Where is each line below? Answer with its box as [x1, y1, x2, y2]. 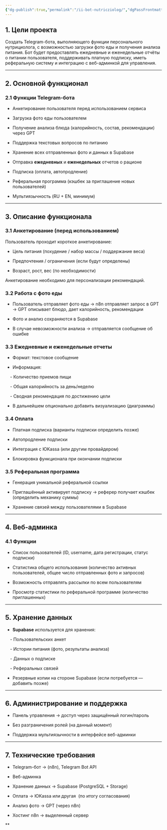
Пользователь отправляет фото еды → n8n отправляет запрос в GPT [12, 301, 159, 307]
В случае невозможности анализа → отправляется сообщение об [12, 326, 153, 332]
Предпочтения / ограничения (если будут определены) [12, 258, 130, 264]
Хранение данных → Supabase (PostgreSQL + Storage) [12, 783, 128, 790]
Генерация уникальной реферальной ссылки [12, 479, 108, 485]
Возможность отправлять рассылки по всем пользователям [12, 579, 142, 585]
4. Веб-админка [5, 523, 58, 532]
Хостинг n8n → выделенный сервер [12, 813, 89, 819]
